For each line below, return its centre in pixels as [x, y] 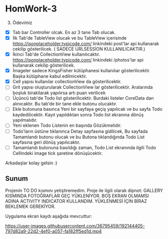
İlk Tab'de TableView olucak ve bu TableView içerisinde [69, 38]
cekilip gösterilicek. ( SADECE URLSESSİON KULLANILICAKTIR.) [79, 49]
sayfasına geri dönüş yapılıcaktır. [46, 142]
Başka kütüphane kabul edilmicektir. [50, 76]
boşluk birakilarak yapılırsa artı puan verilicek [59, 93]
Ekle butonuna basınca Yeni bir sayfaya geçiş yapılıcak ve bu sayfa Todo [88, 109]
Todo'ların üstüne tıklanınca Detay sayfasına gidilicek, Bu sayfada [80, 131]
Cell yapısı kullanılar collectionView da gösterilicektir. [67, 82]
